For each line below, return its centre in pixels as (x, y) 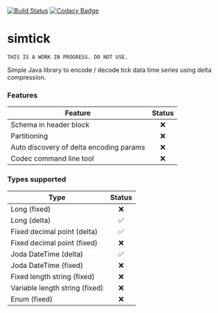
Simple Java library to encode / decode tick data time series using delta (110, 70)
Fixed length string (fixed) (53, 276)
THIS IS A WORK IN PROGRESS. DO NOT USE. (68, 57)
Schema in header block (50, 125)
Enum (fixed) (32, 299)
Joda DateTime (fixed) (47, 265)
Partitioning (29, 136)
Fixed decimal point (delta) (54, 231)
